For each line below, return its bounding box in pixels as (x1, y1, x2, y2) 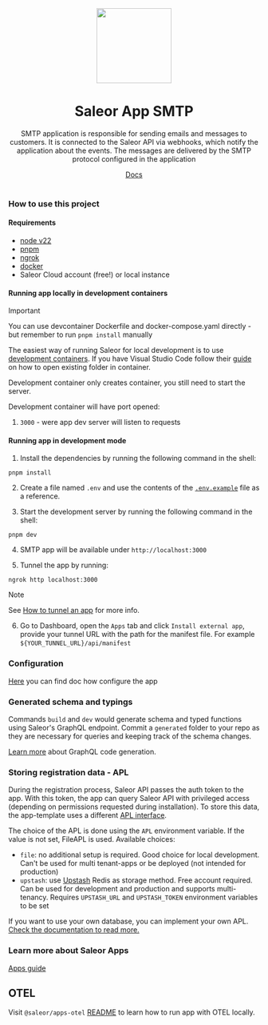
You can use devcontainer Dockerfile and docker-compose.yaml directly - (8, 322, 252, 331)
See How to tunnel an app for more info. (8, 606, 140, 615)
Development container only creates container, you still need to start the (8, 378, 246, 387)
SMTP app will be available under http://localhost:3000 (19, 545, 207, 555)
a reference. (19, 491, 61, 501)
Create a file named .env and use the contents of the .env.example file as (19, 483, 260, 493)
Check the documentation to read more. (8, 925, 140, 935)
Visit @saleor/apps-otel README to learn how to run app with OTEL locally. (8, 1007, 255, 1017)
